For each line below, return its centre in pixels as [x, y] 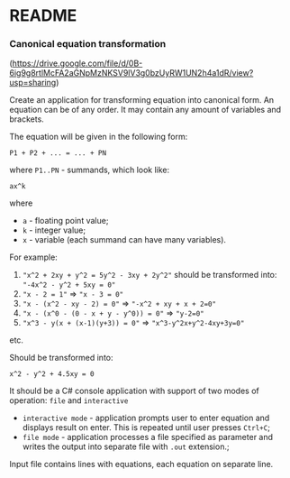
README [43, 16]
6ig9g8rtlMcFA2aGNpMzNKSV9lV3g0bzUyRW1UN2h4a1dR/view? [131, 73]
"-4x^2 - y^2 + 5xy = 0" [69, 285]
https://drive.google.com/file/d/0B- [77, 63]
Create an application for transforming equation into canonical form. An [142, 100]
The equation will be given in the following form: [99, 137]
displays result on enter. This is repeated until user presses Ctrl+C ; [146, 427]
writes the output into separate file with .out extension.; [126, 446]
